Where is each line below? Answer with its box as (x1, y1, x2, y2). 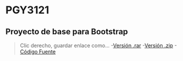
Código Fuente (19, 48, 56, 55)
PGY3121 (5, 3, 49, 17)
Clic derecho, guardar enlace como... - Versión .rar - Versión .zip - (19, 42, 177, 49)
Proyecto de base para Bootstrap (5, 27, 128, 37)
